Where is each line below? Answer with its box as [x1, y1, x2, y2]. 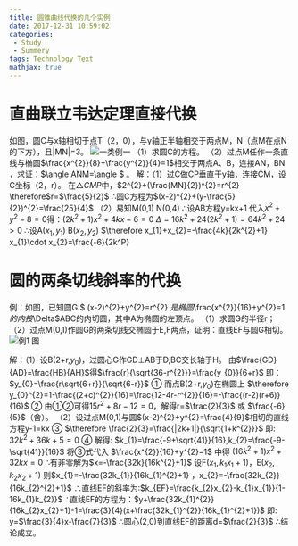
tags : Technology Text [9, 54, 94, 63]
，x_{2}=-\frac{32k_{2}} [191, 470, 280, 481]
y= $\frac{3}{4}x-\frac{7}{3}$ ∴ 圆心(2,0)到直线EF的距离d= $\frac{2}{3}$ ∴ [9, 517, 281, 527]
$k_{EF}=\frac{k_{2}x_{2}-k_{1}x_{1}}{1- [139, 483, 286, 493]
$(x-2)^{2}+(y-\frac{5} [153, 191, 236, 202]
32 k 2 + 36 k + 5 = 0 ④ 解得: [9, 434, 113, 445]
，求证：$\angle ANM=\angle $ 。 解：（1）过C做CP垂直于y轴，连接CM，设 [9, 169, 287, 179]
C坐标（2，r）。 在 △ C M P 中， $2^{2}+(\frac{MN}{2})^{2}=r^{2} [9, 179, 240, 190]
